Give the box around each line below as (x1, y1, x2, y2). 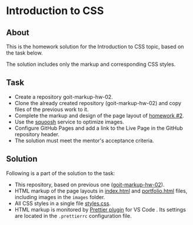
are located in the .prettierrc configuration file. (14, 212, 132, 219)
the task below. (6, 49, 43, 56)
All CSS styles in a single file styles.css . (14, 200, 111, 207)
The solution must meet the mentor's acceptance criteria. (14, 137, 154, 144)
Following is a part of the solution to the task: (6, 169, 115, 177)
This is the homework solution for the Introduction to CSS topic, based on (6, 43, 184, 50)
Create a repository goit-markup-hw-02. (14, 93, 113, 100)
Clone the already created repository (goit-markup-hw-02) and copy (14, 99, 181, 106)
